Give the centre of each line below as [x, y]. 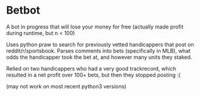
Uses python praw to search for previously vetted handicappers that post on [100, 44]
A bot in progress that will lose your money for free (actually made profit [95, 27]
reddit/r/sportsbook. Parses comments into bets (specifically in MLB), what [99, 50]
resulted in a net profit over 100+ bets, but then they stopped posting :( [93, 75]
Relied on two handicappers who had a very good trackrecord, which [91, 68]
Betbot [23, 10]
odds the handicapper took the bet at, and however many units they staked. [99, 57]
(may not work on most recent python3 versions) [66, 86]
